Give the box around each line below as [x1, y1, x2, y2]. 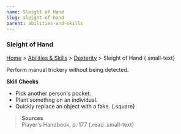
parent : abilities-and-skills [6, 20, 84, 26]
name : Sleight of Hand [6, 9, 64, 15]
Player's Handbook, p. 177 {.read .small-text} [21, 121, 135, 128]
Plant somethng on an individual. [15, 96, 98, 104]
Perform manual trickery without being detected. [6, 66, 129, 73]
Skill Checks [6, 77, 39, 85]
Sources [21, 114, 44, 122]
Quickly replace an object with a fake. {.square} [15, 102, 136, 110]
